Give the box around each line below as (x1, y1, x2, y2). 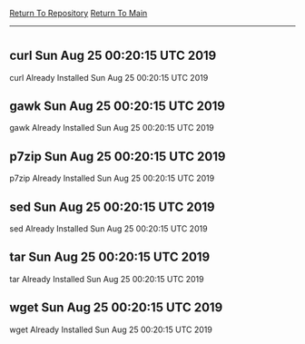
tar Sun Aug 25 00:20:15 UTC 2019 (9, 250, 211, 265)
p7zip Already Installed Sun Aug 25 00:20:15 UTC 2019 (9, 172, 215, 184)
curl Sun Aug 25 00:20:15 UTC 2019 (9, 48, 217, 64)
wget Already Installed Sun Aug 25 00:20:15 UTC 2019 (9, 324, 213, 335)
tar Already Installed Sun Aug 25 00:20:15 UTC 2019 (9, 273, 204, 284)
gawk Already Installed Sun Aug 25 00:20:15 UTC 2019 (9, 123, 215, 133)
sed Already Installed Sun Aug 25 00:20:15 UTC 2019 (9, 223, 208, 234)
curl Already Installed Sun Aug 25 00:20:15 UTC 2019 (9, 72, 209, 83)
